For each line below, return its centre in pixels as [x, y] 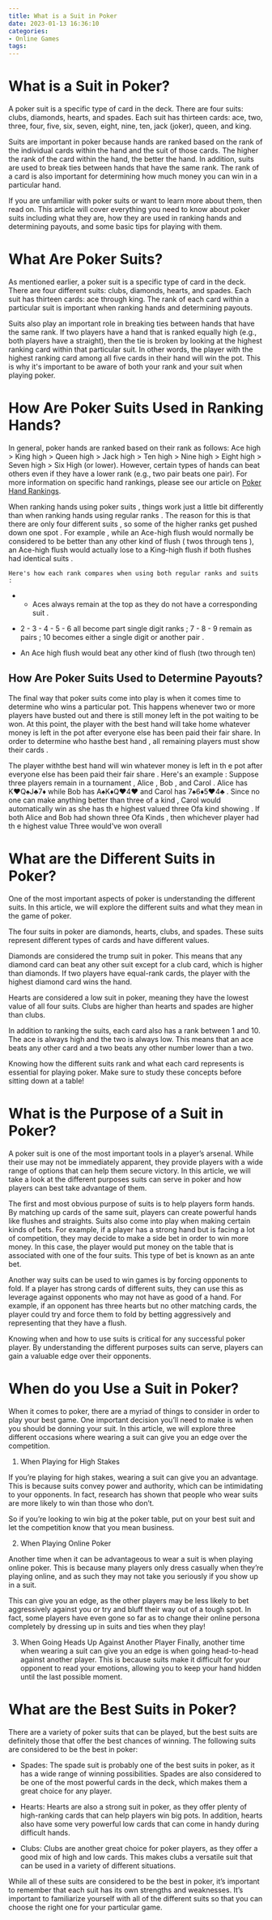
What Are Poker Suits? [86, 259]
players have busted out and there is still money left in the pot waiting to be [134, 715]
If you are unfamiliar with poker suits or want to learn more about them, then [135, 201]
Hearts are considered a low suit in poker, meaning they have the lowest [129, 997]
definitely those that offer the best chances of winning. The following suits [132, 1741]
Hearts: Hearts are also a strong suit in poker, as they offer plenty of [134, 1806]
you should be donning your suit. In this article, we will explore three [122, 1428]
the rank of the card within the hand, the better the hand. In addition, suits [132, 159]
